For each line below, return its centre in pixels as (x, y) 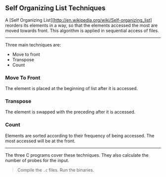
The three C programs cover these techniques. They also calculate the (77, 155)
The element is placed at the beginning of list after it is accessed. (72, 88)
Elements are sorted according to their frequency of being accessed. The (80, 135)
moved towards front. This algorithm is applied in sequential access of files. (82, 30)
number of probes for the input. (37, 160)
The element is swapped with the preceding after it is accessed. (70, 112)
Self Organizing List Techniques (55, 8)
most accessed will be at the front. (40, 141)
